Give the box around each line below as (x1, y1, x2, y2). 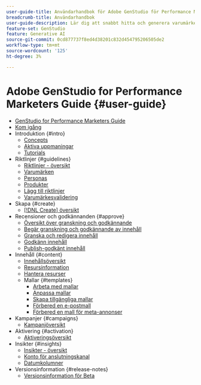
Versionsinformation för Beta (23, 372, 95, 379)
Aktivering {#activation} (14, 327, 74, 335)
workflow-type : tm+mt (6, 43, 60, 49)
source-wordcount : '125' (6, 48, 68, 54)
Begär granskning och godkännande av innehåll (23, 225, 142, 233)
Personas (23, 175, 48, 182)
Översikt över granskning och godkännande (23, 219, 133, 226)
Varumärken (23, 168, 54, 175)
